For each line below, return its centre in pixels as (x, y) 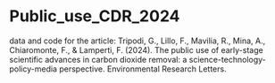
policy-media (33, 69)
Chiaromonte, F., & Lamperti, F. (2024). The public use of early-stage (136, 49)
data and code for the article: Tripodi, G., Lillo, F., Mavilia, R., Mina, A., (137, 41)
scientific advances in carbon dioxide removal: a (98, 59)
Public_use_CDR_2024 (95, 16)
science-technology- (227, 59)
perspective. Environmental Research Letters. (143, 69)
